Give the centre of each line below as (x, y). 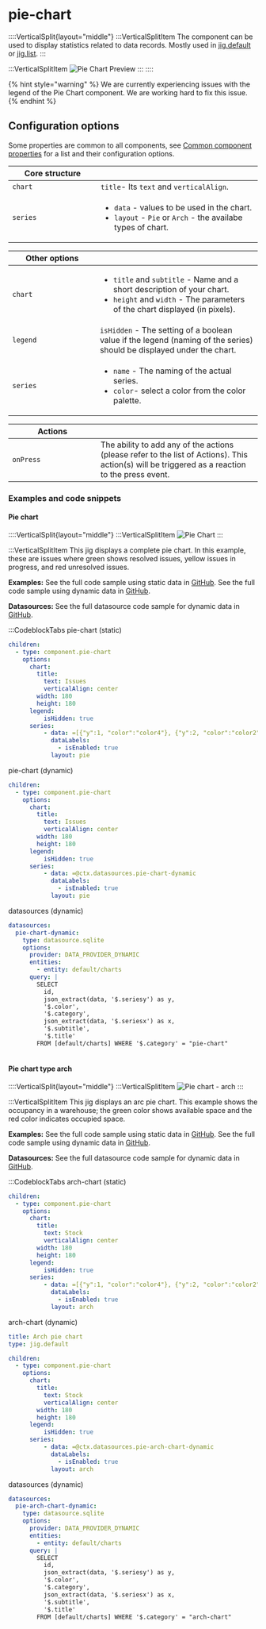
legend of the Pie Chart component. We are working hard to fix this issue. (128, 92)
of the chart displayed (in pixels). (175, 309)
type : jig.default (38, 1344)
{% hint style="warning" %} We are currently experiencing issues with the (129, 84)
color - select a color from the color (180, 391)
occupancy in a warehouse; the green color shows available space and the (130, 1110)
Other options (52, 258)
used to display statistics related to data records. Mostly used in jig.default (129, 44)
